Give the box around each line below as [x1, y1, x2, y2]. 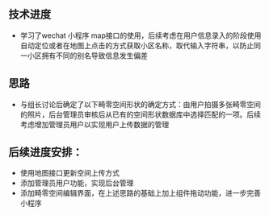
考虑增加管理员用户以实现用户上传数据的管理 [19, 119, 170, 129]
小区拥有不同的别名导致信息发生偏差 [27, 51, 148, 60]
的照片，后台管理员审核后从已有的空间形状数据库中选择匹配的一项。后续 [19, 110, 261, 119]
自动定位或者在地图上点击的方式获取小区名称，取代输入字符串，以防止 [19, 40, 254, 50]
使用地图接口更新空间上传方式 [19, 168, 120, 178]
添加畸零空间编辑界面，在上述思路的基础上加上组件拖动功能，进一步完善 [19, 188, 261, 198]
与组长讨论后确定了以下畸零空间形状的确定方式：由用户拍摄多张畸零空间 [19, 99, 261, 109]
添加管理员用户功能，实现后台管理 [19, 178, 134, 188]
